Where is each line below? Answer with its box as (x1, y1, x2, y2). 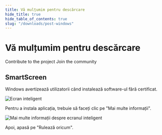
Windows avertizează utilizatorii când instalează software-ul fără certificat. (5, 86, 158, 92)
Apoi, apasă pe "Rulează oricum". (5, 125, 74, 130)
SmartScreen (5, 73, 47, 82)
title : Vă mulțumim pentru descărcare (5, 7, 85, 12)
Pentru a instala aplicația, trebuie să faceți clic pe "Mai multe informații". (5, 105, 152, 111)
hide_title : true (5, 12, 41, 17)
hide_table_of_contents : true (5, 16, 68, 21)
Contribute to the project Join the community (5, 59, 97, 65)
